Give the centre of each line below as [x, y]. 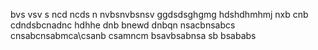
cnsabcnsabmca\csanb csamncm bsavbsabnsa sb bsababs [133, 35]
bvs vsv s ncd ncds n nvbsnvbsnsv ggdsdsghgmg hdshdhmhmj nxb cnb [159, 14]
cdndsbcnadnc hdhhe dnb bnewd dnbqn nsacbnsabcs [123, 25]
